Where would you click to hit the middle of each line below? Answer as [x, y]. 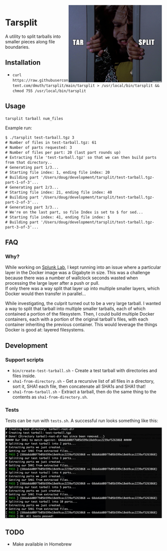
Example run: [19, 128]
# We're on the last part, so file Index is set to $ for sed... [74, 212]
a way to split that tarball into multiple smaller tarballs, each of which [75, 309]
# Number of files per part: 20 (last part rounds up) [63, 152]
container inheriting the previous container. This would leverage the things [81, 325]
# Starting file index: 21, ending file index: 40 [59, 192]
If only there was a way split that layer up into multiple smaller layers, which [83, 289]
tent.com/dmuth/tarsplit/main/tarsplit [54, 86]
